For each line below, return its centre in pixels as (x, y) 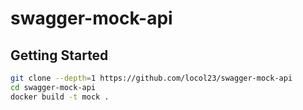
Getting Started (59, 55)
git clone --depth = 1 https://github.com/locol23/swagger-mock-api (151, 78)
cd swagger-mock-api (53, 87)
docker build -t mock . (60, 97)
